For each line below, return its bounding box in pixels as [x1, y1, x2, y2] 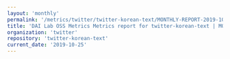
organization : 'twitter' [7, 28, 78, 36]
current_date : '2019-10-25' [7, 41, 88, 48]
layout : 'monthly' [7, 9, 60, 17]
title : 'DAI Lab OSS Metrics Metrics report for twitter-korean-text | [7, 22, 216, 29]
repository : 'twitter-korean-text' [7, 35, 109, 42]
